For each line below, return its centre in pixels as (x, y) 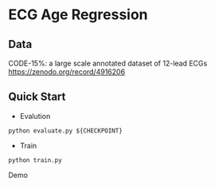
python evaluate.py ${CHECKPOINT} (66, 131)
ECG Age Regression (78, 15)
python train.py (35, 160)
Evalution (35, 116)
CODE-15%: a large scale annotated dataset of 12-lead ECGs (108, 63)
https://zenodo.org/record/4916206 (67, 72)
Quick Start (37, 97)
